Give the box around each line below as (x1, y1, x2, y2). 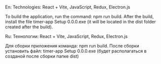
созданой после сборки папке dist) (5, 53, 79, 59)
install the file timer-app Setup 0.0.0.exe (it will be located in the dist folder (5, 19, 156, 24)
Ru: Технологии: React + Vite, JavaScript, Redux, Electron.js (5, 34, 128, 39)
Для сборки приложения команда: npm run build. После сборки (5, 43, 139, 48)
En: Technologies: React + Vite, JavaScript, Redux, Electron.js (5, 4, 130, 10)
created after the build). (5, 24, 53, 30)
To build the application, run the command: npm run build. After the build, (5, 14, 154, 19)
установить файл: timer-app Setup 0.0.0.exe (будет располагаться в (5, 48, 147, 54)
